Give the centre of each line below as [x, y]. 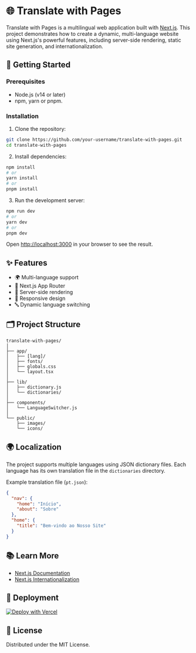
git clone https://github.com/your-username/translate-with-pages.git [94, 140]
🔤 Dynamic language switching [52, 305]
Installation [23, 116]
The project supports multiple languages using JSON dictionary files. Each [96, 464]
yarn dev [17, 222]
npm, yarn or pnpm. [38, 101]
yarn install [22, 178]
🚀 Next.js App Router [40, 286]
